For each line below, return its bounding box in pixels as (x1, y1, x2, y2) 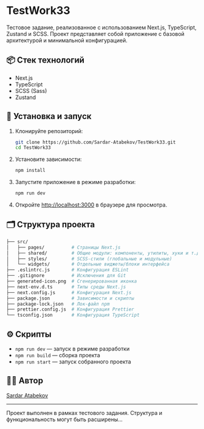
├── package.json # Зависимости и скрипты (6, 295, 135, 301)
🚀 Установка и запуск (6, 111, 92, 122)
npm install (15, 168, 46, 174)
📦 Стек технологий (6, 55, 85, 66)
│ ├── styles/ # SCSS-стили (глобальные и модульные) (6, 256, 172, 262)
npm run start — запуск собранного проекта (15, 358, 132, 365)
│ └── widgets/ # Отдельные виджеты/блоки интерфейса (6, 261, 170, 267)
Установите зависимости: (15, 156, 82, 163)
